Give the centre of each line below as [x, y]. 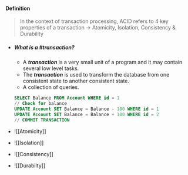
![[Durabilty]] [30, 166]
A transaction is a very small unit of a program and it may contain [103, 62]
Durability [31, 34]
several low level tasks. [51, 68]
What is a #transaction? [44, 47]
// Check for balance [41, 104]
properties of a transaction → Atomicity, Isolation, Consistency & [98, 28]
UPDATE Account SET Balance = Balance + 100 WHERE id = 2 [86, 114]
